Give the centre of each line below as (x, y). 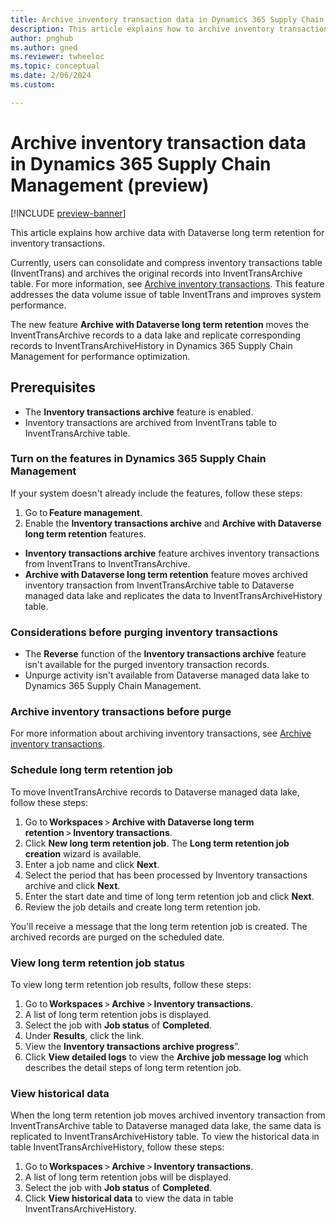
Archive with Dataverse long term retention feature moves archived (166, 574)
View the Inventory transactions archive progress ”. (132, 1046)
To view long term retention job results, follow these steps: (131, 984)
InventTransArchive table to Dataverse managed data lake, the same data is (166, 1126)
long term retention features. (85, 533)
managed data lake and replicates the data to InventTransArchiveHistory (173, 595)
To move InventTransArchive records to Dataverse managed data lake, (155, 792)
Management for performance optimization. (100, 356)
